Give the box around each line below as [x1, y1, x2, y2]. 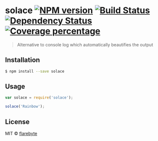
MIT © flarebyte [5, 131, 38, 136]
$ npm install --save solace [5, 69, 65, 74]
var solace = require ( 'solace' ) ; [5, 95, 73, 100]
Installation [5, 56, 40, 64]
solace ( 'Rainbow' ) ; [5, 104, 45, 109]
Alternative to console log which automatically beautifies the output [17, 41, 153, 47]
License [5, 118, 30, 126]
